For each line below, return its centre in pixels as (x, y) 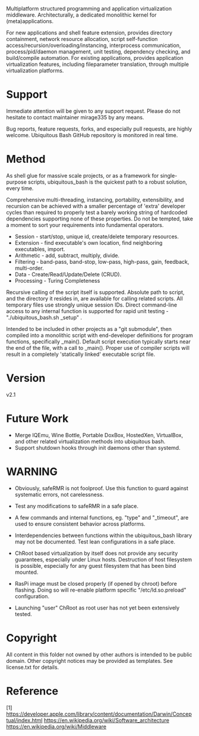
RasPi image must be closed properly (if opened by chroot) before (96, 583)
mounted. (26, 572)
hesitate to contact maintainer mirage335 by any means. (75, 117)
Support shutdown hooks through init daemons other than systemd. (97, 447)
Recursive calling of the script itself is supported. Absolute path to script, (95, 292)
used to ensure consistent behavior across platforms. (80, 524)
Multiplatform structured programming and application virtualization (89, 9)
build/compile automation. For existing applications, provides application (95, 58)
